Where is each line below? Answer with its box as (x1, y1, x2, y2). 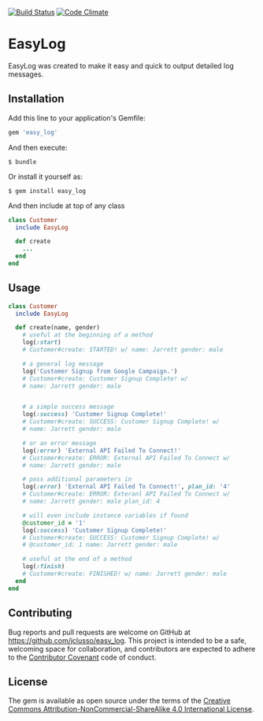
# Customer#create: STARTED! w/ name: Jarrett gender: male (22, 346, 224, 354)
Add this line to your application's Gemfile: (8, 113, 146, 122)
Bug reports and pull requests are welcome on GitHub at (8, 627, 191, 637)
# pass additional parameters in (22, 475, 132, 484)
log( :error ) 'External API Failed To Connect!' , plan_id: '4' (22, 483, 231, 491)
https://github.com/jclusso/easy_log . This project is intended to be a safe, (8, 635, 246, 645)
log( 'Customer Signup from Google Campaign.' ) (22, 367, 178, 375)
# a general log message (22, 359, 104, 368)
